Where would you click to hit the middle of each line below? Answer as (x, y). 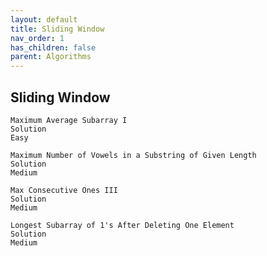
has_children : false (53, 47)
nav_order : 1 (37, 38)
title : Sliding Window (57, 29)
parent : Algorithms (51, 57)
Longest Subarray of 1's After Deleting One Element (122, 225)
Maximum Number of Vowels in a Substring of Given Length (133, 155)
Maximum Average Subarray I (69, 120)
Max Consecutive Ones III (64, 190)
